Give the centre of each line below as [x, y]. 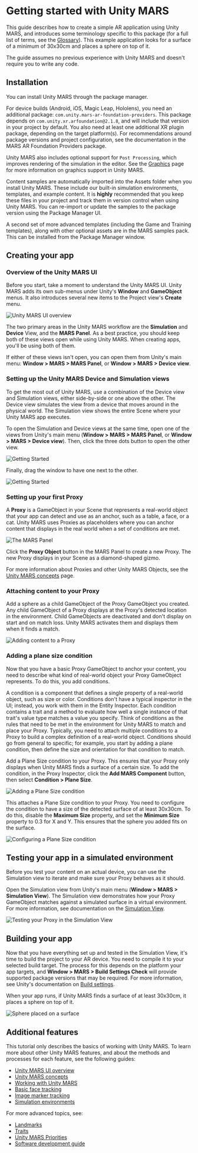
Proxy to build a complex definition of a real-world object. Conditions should [99, 737]
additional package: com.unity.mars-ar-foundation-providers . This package [99, 114]
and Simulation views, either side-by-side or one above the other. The [91, 398]
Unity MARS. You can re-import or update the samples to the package [91, 206]
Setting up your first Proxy [45, 497]
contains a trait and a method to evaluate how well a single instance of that [97, 712]
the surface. [21, 828]
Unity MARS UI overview [44, 1070]
